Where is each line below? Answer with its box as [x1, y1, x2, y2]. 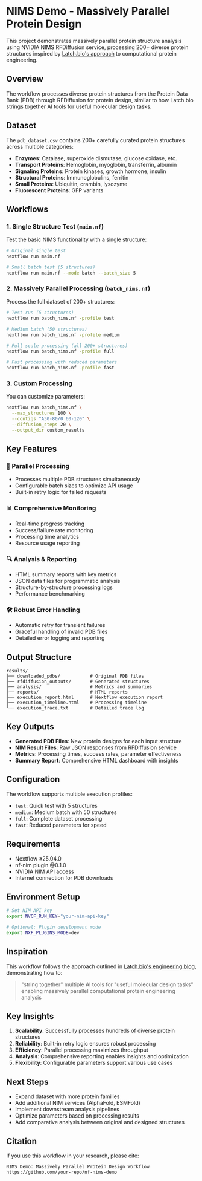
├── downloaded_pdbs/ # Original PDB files [6, 673, 145, 680]
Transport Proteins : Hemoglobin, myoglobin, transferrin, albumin [14, 161, 177, 168]
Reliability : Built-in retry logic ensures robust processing [14, 1040, 156, 1047]
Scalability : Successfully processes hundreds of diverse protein [14, 1027, 175, 1035]
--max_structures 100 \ [11, 410, 71, 417]
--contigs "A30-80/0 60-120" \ [11, 416, 90, 422]
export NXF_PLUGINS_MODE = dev [6, 929, 80, 935]
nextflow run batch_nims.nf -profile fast [6, 365, 115, 371]
